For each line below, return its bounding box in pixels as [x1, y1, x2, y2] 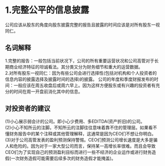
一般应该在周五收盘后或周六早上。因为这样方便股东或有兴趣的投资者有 [13, 82, 156, 88]
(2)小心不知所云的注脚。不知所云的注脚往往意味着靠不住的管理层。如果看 [5, 124, 153, 131]
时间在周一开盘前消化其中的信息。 [13, 88, 82, 94]
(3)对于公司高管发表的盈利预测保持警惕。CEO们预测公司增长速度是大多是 [5, 136, 154, 143]
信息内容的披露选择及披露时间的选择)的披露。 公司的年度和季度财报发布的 [5, 76, 155, 82]
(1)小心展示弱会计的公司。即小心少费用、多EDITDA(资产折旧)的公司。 [5, 118, 145, 124]
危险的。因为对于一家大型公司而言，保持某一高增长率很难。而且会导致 [13, 143, 156, 149]
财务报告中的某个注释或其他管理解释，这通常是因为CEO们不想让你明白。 [9, 131, 156, 136]
